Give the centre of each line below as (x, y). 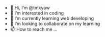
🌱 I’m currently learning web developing (52, 18)
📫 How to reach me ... (34, 29)
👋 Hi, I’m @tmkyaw (30, 8)
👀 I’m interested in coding (37, 13)
